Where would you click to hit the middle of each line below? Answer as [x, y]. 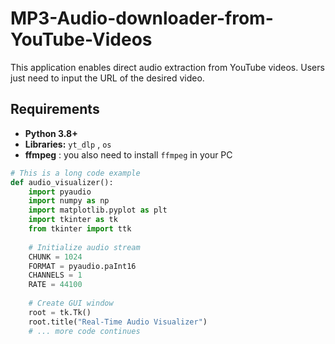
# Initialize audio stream [84, 247]
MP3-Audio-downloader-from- [142, 18]
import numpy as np [69, 201]
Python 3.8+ [51, 133]
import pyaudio [60, 192]
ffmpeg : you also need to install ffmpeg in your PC [128, 154]
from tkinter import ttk [80, 229]
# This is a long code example [75, 173]
